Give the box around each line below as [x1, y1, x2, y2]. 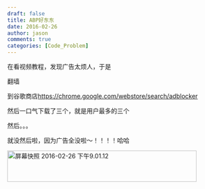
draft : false [7, 10, 45, 17]
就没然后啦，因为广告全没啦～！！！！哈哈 [7, 136, 130, 145]
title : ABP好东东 [7, 17, 54, 24]
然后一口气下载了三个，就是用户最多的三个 [7, 107, 130, 115]
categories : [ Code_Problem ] [7, 42, 89, 49]
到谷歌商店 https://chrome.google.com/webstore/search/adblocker [7, 92, 198, 100]
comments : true [7, 36, 52, 43]
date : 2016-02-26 [7, 23, 58, 30]
